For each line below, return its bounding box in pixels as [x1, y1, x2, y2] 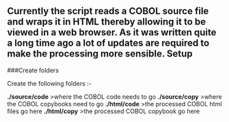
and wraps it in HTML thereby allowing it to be [7, 16, 206, 28]
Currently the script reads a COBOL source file [7, 5, 209, 17]
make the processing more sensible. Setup [7, 48, 193, 60]
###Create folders [7, 66, 59, 74]
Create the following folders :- [7, 79, 92, 87]
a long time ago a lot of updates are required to [7, 37, 210, 49]
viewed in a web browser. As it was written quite [7, 27, 217, 38]
